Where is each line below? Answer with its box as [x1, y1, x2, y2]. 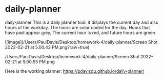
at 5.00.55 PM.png [18, 59, 55, 64]
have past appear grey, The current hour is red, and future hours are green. [5, 30, 157, 35]
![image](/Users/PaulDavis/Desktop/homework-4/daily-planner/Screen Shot [5, 39, 158, 45]
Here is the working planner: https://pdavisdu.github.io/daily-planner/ [5, 68, 144, 74]
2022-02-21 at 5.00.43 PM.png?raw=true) [5, 44, 90, 50]
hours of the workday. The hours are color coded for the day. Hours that [5, 24, 150, 30]
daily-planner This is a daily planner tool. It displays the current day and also [5, 19, 159, 25]
